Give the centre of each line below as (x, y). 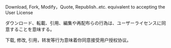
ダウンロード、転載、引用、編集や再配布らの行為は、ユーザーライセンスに (83, 23)
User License (19, 13)
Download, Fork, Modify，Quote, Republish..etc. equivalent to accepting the (85, 7)
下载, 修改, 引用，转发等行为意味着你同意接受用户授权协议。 (68, 40)
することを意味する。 (32, 29)
